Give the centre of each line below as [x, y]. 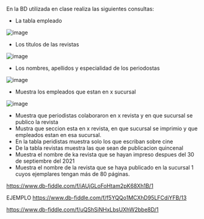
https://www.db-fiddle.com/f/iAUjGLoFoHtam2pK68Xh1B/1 [80, 186]
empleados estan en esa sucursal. [58, 135]
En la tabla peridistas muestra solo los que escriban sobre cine [94, 141]
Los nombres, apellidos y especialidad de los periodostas [87, 68]
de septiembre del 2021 [45, 161]
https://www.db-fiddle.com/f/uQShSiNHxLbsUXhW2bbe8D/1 [82, 210]
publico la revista [37, 122]
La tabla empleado [38, 20]
